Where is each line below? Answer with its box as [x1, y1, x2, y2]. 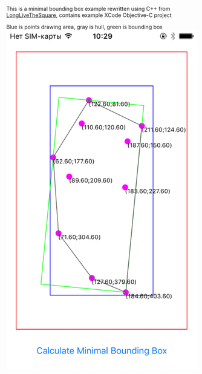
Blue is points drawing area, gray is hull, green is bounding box [6, 24, 163, 30]
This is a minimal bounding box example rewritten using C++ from [6, 5, 171, 12]
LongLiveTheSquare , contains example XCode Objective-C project [6, 11, 172, 19]
